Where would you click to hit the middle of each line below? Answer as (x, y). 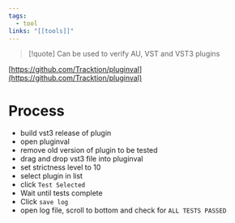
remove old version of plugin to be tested (89, 150)
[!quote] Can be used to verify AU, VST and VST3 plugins (124, 54)
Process (36, 111)
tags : (17, 16)
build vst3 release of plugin (66, 133)
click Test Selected (53, 185)
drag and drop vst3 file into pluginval (81, 159)
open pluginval (45, 141)
